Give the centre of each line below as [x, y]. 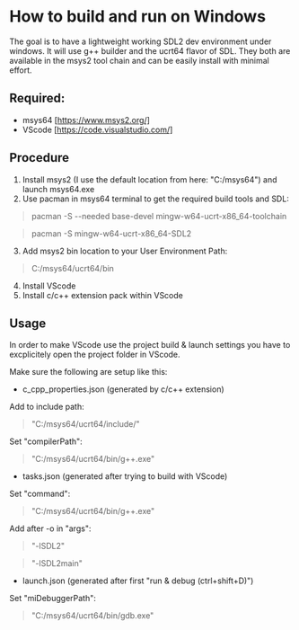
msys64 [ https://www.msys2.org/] [86, 120]
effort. [21, 70]
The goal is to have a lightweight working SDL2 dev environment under [141, 41]
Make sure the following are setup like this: [88, 372]
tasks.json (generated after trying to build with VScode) [125, 476]
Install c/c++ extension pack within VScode [103, 295]
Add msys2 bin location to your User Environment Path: [125, 251]
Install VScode [49, 286]
